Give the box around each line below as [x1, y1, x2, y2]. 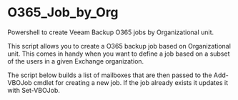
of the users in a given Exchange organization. [7, 56, 144, 65]
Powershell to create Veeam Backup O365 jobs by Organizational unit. [7, 28, 214, 36]
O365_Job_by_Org [7, 4, 119, 21]
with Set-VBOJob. [7, 86, 61, 94]
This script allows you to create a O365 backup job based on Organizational [7, 41, 231, 50]
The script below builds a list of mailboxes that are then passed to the [7, 71, 212, 79]
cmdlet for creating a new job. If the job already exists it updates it [33, 78, 229, 86]
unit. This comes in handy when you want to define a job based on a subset [7, 49, 230, 58]
